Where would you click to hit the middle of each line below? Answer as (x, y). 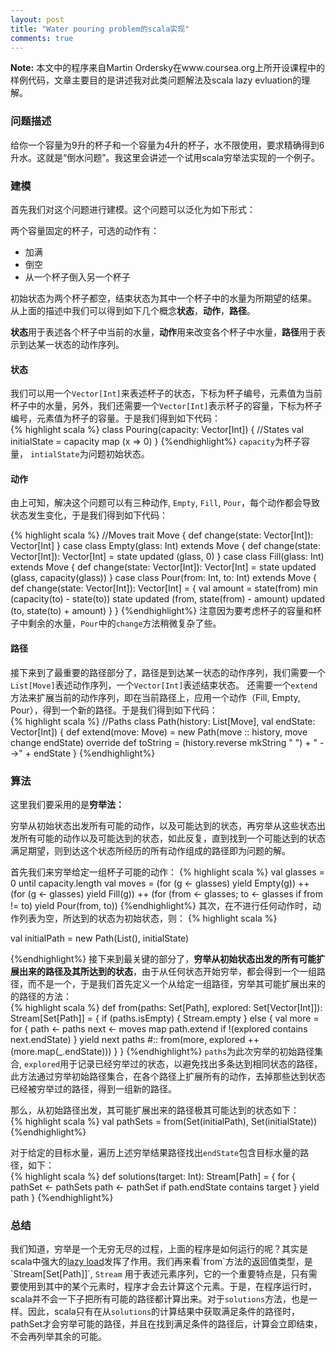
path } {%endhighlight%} (62, 1197)
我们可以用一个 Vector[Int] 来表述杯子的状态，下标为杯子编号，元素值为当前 (166, 393)
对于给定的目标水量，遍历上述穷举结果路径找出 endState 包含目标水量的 (155, 1152)
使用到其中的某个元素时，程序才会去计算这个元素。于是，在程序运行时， (167, 1287)
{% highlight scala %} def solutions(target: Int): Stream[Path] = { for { (153, 1176)
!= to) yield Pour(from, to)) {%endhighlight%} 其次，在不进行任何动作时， (161, 905)
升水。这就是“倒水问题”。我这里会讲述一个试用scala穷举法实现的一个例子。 (165, 157)
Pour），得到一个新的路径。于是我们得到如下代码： (114, 710)
